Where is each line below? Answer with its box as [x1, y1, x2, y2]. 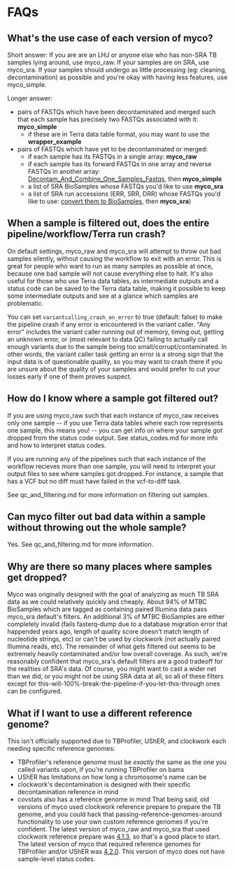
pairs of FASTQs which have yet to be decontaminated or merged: [17, 145, 208, 153]
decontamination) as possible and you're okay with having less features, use [7, 73, 228, 81]
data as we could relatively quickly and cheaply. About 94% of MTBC [7, 597, 208, 606]
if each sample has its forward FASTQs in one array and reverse [27, 160, 212, 168]
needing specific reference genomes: [7, 745, 115, 753]
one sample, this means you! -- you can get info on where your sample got [7, 426, 222, 435]
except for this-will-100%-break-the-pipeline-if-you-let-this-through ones [7, 679, 220, 688]
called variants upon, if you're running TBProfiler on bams [17, 766, 185, 774]
